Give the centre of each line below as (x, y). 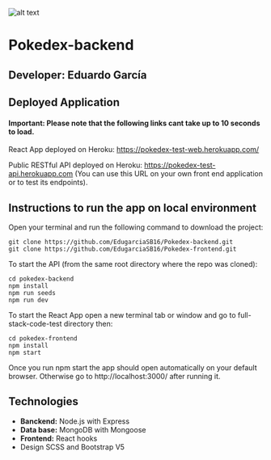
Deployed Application (64, 102)
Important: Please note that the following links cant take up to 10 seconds (134, 123)
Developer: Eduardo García (78, 75)
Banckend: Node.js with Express (75, 421)
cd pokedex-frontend (43, 338)
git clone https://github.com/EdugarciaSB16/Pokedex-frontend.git (123, 249)
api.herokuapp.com (41, 174)
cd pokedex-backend (41, 279)
